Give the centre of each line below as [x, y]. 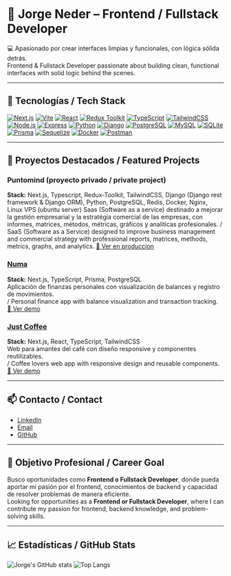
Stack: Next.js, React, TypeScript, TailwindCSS [74, 341]
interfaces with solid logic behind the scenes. [71, 72]
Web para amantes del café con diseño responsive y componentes [102, 349]
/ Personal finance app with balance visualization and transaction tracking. [113, 301]
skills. [37, 516]
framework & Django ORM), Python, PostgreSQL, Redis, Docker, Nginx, [108, 202]
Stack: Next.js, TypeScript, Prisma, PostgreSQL [75, 279]
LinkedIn [29, 419]
